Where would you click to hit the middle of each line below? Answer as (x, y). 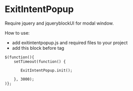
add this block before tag (38, 48)
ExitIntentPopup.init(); (46, 70)
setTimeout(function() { (40, 61)
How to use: (17, 33)
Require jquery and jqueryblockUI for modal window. (59, 23)
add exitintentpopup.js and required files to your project (70, 42)
